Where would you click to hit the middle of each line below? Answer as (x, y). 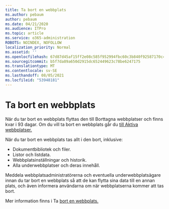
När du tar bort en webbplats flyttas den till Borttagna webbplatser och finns (84, 119)
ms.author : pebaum (24, 15)
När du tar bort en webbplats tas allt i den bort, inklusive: (64, 140)
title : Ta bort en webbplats (36, 10)
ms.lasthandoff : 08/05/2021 (35, 76)
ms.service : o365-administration (40, 38)
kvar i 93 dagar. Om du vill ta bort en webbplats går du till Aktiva (72, 124)
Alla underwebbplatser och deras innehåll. (56, 165)
